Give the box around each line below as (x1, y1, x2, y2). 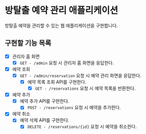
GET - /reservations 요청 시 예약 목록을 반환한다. (35, 85, 136, 92)
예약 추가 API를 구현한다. (19, 98, 69, 104)
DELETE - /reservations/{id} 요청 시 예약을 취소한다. (27, 123, 137, 130)
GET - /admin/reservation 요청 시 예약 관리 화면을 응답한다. (19, 72, 141, 78)
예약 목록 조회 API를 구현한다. (27, 79, 87, 85)
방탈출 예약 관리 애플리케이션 (5, 5, 118, 16)
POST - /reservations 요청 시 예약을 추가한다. (27, 104, 121, 111)
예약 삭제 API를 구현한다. (19, 117, 69, 123)
